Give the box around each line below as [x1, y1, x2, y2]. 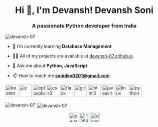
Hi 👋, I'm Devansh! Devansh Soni [15, 4, 154, 16]
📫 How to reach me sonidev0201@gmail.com [12, 72, 110, 79]
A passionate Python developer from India [32, 22, 137, 29]
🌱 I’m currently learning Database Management [12, 43, 112, 49]
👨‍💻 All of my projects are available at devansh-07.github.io [12, 53, 133, 59]
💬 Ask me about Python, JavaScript [12, 62, 88, 69]
